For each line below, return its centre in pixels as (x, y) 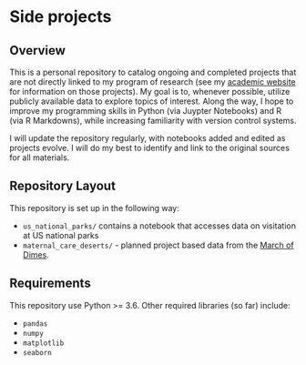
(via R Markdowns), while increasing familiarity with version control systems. (153, 121)
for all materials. (40, 157)
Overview (38, 51)
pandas (35, 324)
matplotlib (43, 343)
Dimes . (36, 254)
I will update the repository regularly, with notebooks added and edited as (148, 138)
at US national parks (61, 235)
